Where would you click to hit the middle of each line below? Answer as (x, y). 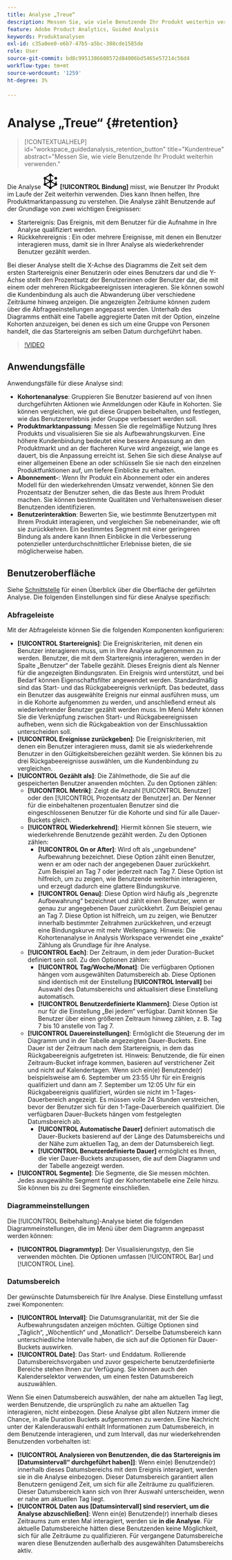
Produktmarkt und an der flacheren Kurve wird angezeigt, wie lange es (118, 448)
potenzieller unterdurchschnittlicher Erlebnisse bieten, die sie (104, 544)
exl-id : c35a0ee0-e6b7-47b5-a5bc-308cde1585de (75, 44)
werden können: (30, 1235)
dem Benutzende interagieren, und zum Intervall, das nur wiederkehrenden (114, 1434)
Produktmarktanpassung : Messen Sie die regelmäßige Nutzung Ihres (117, 427)
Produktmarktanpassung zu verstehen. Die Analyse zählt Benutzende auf (112, 201)
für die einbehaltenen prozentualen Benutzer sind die (103, 805)
